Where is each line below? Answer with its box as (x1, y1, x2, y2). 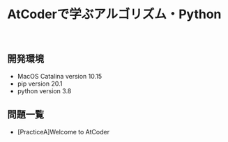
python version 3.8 (17, 86, 72, 95)
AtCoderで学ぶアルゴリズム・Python (7, 6, 222, 22)
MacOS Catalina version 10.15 (17, 72, 102, 80)
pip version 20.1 (17, 79, 63, 88)
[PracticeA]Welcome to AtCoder (17, 127, 110, 136)
